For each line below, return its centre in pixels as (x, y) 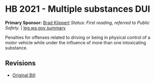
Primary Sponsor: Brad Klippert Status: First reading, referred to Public (77, 23)
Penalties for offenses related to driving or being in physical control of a (78, 37)
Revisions (20, 63)
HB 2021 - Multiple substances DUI (78, 9)
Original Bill (24, 75)
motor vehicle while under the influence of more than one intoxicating (76, 42)
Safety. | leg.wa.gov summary (35, 28)
